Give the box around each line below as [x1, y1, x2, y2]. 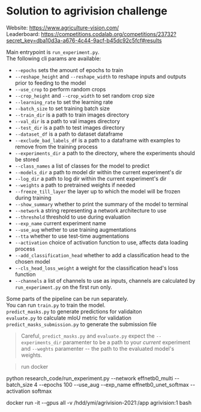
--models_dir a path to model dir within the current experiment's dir [14, 168, 182, 175]
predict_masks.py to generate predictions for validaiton [6, 307, 142, 315]
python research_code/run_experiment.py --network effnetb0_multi [6, 374, 173, 382]
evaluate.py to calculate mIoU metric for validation [6, 314, 132, 321]
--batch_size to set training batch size [14, 105, 110, 112]
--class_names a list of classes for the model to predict [14, 162, 150, 169]
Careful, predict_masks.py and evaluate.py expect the [20, 332, 155, 339]
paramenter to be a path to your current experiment [62, 338, 191, 346]
